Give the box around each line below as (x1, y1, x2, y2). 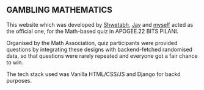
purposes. (6, 77, 32, 84)
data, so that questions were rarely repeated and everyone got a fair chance (6, 52, 198, 60)
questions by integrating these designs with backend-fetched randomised (6, 46, 192, 53)
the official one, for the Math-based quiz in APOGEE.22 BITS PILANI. (6, 27, 179, 35)
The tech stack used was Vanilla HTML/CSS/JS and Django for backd (6, 70, 181, 78)
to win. (6, 58, 23, 66)
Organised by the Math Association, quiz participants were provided (6, 39, 178, 46)
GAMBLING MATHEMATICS (6, 5, 113, 15)
